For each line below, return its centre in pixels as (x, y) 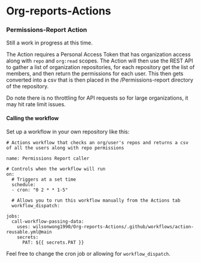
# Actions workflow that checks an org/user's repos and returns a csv (97, 142)
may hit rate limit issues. (36, 104)
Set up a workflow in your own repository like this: (68, 131)
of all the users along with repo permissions (65, 148)
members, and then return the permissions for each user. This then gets (95, 74)
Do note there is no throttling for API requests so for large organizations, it (97, 98)
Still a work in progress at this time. (49, 43)
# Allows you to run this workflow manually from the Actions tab (96, 200)
